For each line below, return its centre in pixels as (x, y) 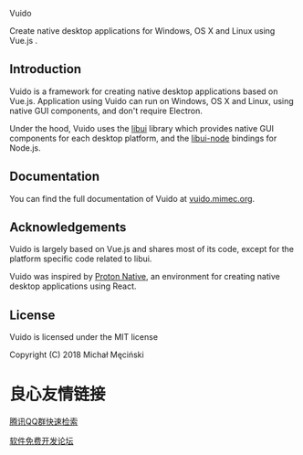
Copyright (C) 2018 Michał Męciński (77, 354)
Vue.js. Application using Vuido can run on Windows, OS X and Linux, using (151, 101)
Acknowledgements (68, 227)
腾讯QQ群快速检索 (44, 422)
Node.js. (25, 148)
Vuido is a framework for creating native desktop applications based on (144, 91)
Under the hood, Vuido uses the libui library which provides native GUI (142, 128)
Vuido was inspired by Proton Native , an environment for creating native (145, 277)
